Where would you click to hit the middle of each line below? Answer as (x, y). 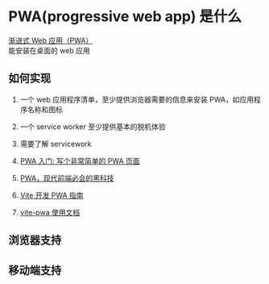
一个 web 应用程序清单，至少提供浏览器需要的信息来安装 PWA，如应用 (137, 99)
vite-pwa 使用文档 (50, 212)
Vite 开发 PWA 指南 (52, 195)
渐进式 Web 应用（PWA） (51, 40)
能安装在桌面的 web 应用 (49, 50)
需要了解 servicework (56, 144)
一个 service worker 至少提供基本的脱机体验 (93, 127)
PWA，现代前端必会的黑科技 (67, 177)
